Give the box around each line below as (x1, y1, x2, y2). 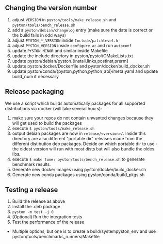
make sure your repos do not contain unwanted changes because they (12, 115, 154, 121)
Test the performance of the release (12, 219, 84, 225)
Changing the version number (5, 4, 98, 12)
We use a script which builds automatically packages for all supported (5, 100, 146, 106)
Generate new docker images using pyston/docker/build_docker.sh (12, 166, 147, 172)
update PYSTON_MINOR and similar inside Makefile (12, 48, 108, 53)
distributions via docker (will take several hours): (5, 105, 102, 111)
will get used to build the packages (12, 120, 82, 126)
